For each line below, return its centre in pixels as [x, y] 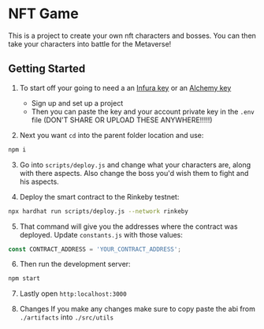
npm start [24, 279]
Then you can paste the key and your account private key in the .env [143, 111]
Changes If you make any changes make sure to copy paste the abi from [138, 309]
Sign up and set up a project [77, 103]
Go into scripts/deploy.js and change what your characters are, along [135, 164]
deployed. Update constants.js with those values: [101, 234]
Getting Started [47, 69]
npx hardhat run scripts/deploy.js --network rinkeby [99, 211]
